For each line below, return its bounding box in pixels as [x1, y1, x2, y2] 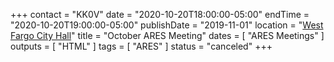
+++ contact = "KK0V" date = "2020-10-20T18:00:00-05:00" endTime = [10, 9, 310, 20]
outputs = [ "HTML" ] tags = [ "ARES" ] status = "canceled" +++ [10, 40, 273, 52]
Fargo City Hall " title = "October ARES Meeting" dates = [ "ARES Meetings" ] [10, 30, 325, 41]
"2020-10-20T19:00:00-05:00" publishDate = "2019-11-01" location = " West [10, 19, 324, 31]
